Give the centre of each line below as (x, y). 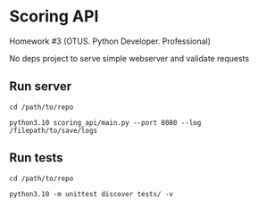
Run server (41, 87)
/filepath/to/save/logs (54, 130)
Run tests (36, 158)
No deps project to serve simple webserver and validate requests (129, 58)
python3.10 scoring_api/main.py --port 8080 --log (105, 122)
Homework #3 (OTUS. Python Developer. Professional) (110, 41)
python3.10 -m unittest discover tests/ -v (92, 194)
